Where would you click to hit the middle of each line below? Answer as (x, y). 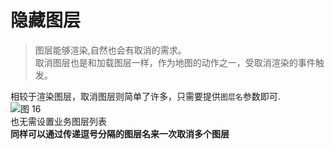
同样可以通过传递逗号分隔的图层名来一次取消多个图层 (120, 133)
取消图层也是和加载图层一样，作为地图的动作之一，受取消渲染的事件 (175, 62)
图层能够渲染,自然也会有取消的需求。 (110, 50)
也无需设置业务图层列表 (58, 121)
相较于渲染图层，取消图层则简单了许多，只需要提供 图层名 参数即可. (145, 96)
